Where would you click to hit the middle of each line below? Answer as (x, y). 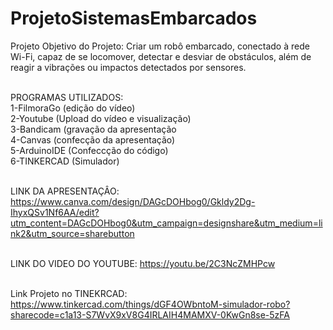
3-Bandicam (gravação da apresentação (93, 129)
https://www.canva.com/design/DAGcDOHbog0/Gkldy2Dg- (133, 201)
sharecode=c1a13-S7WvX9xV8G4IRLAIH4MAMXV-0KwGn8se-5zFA (150, 314)
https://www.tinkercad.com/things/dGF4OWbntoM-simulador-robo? (150, 304)
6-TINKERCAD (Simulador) (65, 161)
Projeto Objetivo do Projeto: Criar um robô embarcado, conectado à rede (160, 46)
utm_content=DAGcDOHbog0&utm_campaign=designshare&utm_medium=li (166, 223)
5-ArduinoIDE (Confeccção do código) (89, 150)
